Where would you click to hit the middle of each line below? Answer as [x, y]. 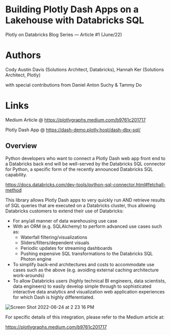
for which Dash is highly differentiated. [54, 297]
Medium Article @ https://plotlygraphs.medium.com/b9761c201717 [76, 120]
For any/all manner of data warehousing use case [65, 221]
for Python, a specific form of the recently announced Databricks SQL [79, 169]
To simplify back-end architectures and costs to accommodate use [83, 264]
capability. [16, 174]
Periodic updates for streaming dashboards [66, 248]
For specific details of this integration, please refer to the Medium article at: [85, 317]
